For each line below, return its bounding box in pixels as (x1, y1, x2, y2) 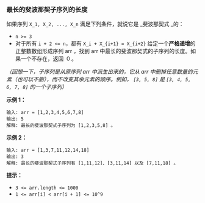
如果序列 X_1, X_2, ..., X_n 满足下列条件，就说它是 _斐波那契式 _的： (6, 20, 184, 28)
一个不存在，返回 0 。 (20, 55, 77, 62)
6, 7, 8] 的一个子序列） (6, 84, 68, 91)
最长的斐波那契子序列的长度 (6, 5, 88, 13)
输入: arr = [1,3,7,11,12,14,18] (6, 148, 90, 154)
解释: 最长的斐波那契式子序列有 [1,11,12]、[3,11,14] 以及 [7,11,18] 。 (6, 160, 179, 166)
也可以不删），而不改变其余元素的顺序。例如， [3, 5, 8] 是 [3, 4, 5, (16, 76, 191, 83)
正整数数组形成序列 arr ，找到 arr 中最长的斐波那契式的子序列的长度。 (15, 48, 191, 55)
